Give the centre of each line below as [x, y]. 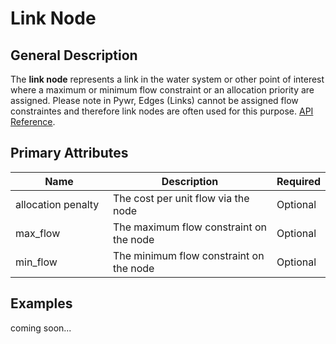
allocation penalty [57, 204]
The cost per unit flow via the [181, 198]
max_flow [38, 233]
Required [298, 181]
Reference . [33, 121]
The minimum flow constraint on [188, 255]
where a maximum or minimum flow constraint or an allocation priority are [162, 90]
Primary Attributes [69, 153]
